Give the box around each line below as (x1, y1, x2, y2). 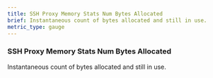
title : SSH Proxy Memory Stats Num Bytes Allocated (7, 10, 163, 18)
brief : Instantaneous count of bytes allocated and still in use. (7, 17, 207, 24)
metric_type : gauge (7, 23, 65, 30)
